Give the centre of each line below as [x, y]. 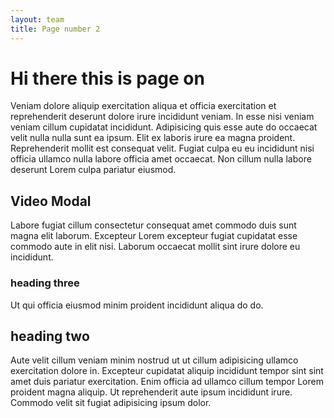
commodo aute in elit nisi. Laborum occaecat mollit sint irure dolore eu [155, 247]
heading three [45, 283]
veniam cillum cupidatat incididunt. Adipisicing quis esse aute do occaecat [164, 127]
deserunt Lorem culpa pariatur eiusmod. [93, 170]
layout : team [37, 19]
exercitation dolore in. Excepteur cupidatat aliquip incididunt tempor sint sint [167, 371]
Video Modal [51, 201]
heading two [50, 336]
